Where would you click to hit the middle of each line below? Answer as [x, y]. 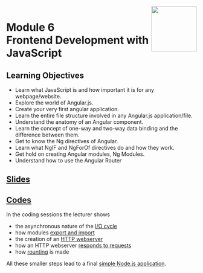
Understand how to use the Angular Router [68, 160]
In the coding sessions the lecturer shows [58, 214]
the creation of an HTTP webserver [59, 239]
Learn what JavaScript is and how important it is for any [85, 90]
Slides [18, 180]
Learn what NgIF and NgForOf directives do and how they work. [95, 148]
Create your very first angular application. [67, 109]
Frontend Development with [78, 40]
